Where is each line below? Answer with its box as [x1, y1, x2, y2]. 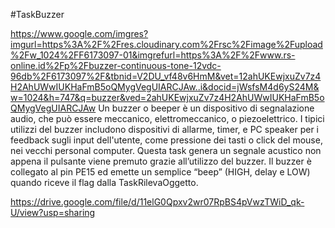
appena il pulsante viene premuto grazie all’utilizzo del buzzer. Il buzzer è [10, 155, 312, 167]
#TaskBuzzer [10, 9, 65, 20]
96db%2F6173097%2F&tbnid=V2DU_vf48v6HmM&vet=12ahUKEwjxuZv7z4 [10, 70, 322, 82]
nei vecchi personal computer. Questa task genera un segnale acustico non [10, 145, 322, 156]
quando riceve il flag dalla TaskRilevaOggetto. [10, 177, 199, 188]
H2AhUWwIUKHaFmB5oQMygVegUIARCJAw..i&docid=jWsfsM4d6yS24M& [10, 81, 320, 93]
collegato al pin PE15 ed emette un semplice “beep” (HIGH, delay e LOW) [10, 166, 311, 178]
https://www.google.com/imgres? [10, 28, 149, 39]
